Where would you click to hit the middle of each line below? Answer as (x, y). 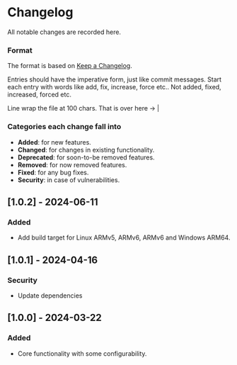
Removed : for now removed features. (72, 164)
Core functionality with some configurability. (82, 353)
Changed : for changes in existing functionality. (86, 150)
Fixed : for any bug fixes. (53, 172)
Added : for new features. (54, 142)
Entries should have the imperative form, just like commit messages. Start (114, 79)
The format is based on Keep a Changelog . (70, 66)
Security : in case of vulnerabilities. (69, 180)
